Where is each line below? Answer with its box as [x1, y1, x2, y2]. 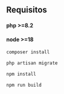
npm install [6, 71, 36, 77]
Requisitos [6, 5, 47, 15]
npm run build [6, 82, 42, 88]
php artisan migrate [6, 60, 59, 66]
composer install [6, 49, 50, 55]
